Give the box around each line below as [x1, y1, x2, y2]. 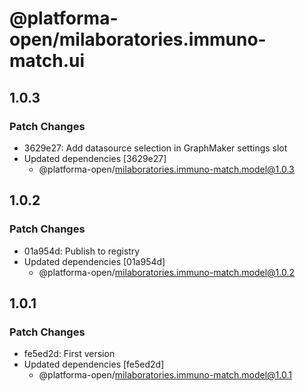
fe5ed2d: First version [23, 348, 116, 360]
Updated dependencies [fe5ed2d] [23, 358, 165, 371]
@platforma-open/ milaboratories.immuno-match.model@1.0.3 [38, 163, 295, 175]
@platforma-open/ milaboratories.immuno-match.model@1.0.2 [38, 266, 295, 278]
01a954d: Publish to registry [23, 245, 141, 257]
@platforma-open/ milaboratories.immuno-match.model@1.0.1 [38, 369, 292, 381]
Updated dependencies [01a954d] [23, 255, 166, 267]
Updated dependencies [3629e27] [23, 152, 167, 164]
